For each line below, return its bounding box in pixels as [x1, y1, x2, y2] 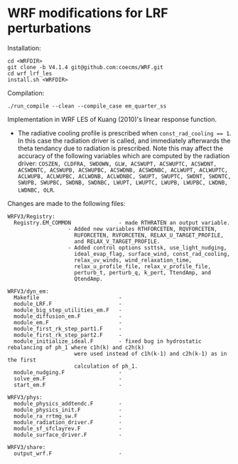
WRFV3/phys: [7, 393, 43, 401]
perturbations [7, 20, 92, 36]
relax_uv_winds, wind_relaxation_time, [74, 257, 193, 264]
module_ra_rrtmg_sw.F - [13, 412, 122, 420]
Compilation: [7, 88, 45, 97]
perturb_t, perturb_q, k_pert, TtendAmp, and [74, 269, 212, 276]
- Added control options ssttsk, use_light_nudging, [67, 244, 227, 251]
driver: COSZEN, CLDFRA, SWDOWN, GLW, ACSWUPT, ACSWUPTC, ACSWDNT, [17, 159, 217, 167]
